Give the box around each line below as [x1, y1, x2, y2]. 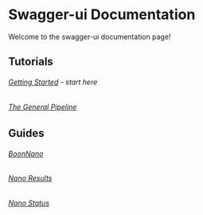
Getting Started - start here [8, 77, 98, 87]
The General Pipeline [8, 102, 77, 111]
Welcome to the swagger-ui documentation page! [8, 32, 171, 41]
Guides [8, 127, 45, 140]
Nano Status [8, 197, 50, 208]
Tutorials [8, 55, 53, 68]
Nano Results [8, 174, 53, 183]
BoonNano [8, 149, 44, 158]
